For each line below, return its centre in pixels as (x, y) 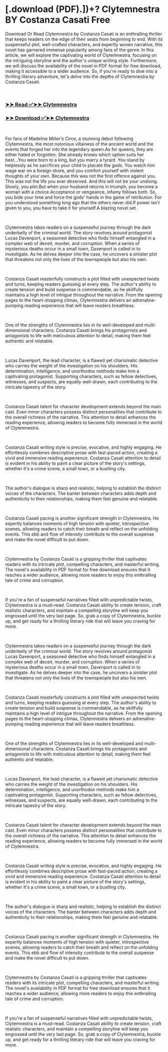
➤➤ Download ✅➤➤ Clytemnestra (47, 118)
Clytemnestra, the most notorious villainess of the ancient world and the (79, 144)
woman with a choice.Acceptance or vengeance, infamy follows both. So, (81, 192)
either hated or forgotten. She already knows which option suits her (74, 155)
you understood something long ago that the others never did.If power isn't (82, 203)
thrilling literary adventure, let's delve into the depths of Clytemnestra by (80, 76)
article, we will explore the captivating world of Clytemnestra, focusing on (81, 55)
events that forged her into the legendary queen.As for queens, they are (79, 150)
